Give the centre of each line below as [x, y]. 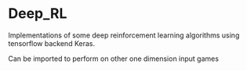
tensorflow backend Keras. [52, 43]
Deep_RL [38, 14]
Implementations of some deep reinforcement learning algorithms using [124, 35]
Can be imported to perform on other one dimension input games [114, 59]
